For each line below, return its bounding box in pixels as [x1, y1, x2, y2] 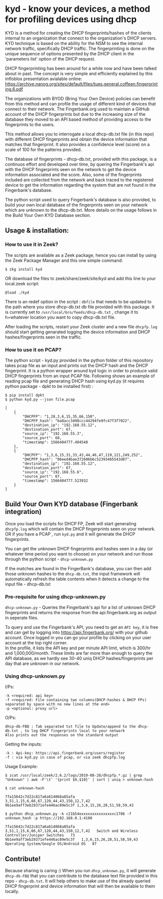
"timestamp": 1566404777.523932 [22, 478, 89, 483]
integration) [5, 508, 42, 516]
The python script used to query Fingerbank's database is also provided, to [5, 196, 156, 202]
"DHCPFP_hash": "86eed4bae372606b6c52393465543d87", [22, 457, 132, 462]
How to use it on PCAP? [5, 346, 62, 353]
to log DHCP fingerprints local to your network [24, 728, 125, 733]
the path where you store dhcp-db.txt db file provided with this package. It [5, 304, 155, 310]
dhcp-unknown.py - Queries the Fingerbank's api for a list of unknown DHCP [5, 604, 156, 610]
